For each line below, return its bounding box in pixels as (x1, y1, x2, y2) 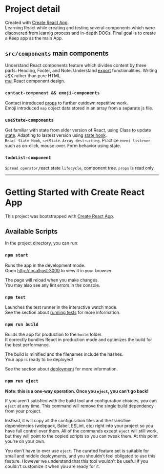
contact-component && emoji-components (5, 90, 100, 96)
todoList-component (5, 155, 51, 161)
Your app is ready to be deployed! (5, 357, 73, 363)
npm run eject (5, 378, 39, 384)
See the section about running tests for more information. (5, 309, 121, 315)
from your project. (5, 408, 41, 414)
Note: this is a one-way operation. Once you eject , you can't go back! (5, 388, 149, 394)
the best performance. (5, 342, 50, 348)
